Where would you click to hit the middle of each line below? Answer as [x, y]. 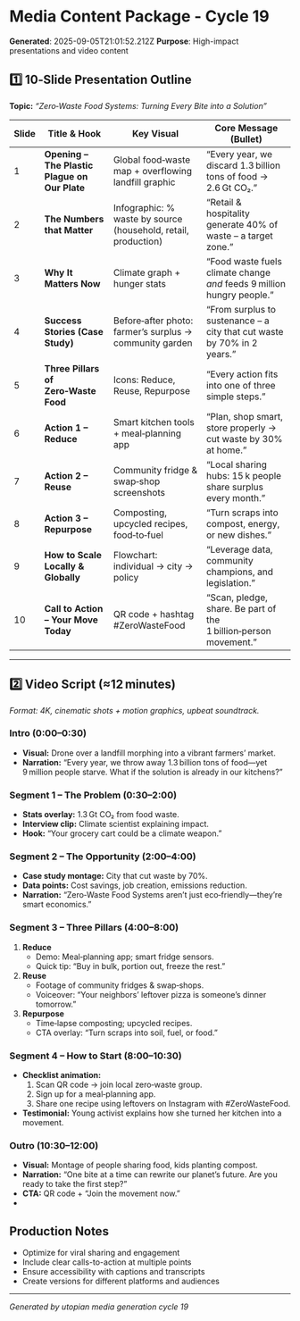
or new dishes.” [239, 535]
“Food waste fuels [244, 261]
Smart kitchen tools [154, 422]
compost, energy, [243, 523]
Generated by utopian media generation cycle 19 [99, 1307]
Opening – [67, 154]
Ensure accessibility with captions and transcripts [113, 1272]
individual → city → [153, 566]
